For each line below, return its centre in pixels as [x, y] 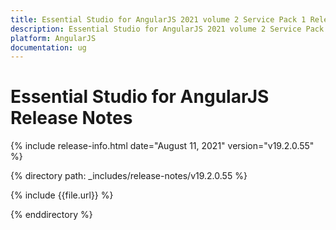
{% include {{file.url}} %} [62, 195]
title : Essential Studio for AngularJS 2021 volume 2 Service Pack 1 [158, 19]
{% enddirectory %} [51, 215]
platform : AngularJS [53, 38]
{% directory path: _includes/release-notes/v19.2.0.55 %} [129, 176]
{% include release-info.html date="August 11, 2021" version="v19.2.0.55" [162, 146]
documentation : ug [48, 47]
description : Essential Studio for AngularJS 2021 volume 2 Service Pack [167, 29]
